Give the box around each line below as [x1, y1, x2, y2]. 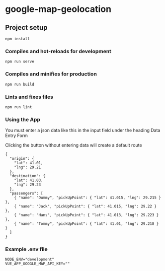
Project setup [5, 23, 48, 32]
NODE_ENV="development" [5, 257, 55, 262]
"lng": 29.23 [14, 182, 41, 187]
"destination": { [9, 174, 46, 179]
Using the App [5, 116, 41, 123]
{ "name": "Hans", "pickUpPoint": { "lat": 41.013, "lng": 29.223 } [14, 212, 159, 218]
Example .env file [5, 246, 48, 253]
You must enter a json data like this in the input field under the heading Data [5, 128, 161, 134]
